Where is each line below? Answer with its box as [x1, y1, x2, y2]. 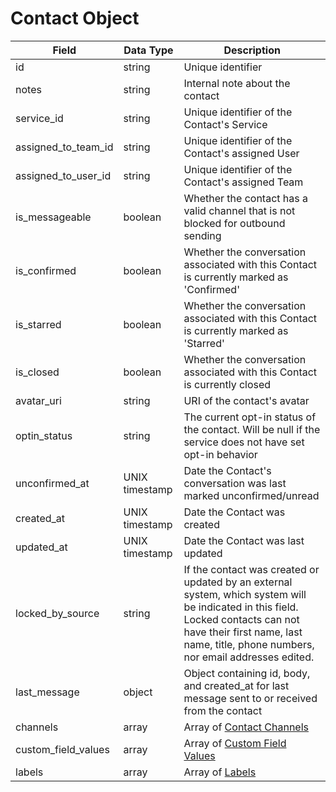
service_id [15, 111, 64, 125]
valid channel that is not [183, 203, 296, 217]
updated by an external [183, 575, 293, 589]
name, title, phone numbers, [183, 637, 315, 651]
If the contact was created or [183, 562, 320, 576]
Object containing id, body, [183, 666, 311, 680]
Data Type [123, 43, 174, 57]
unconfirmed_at [15, 476, 90, 490]
